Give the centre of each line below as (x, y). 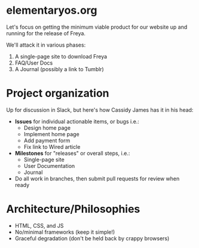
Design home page (47, 128)
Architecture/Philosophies (73, 209)
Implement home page (51, 134)
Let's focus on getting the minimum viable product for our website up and (97, 27)
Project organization (58, 94)
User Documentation (49, 166)
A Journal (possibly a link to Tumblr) (59, 69)
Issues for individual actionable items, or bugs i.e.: (77, 121)
